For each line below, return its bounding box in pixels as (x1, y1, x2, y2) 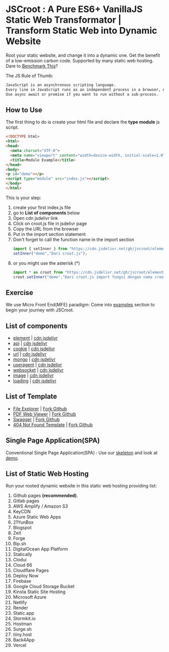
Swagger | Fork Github (13, 416, 60, 422)
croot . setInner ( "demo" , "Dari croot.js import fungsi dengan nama (13, 274, 152, 280)
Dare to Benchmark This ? (6, 63, 58, 69)
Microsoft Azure (13, 594, 47, 600)
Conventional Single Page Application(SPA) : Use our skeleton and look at (6, 449, 157, 456)
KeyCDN (13, 509, 31, 515)
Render (13, 605, 29, 611)
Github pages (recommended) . (13, 493, 78, 499)
